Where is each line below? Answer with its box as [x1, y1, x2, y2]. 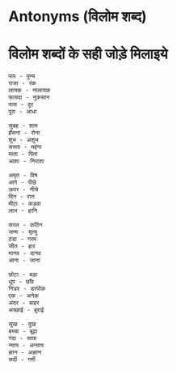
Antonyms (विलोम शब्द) [8, 7, 147, 26]
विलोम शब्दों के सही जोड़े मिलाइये [8, 45, 168, 63]
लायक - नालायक [8, 87, 51, 95]
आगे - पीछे [8, 178, 36, 187]
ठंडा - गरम [8, 235, 37, 244]
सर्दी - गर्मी [8, 355, 36, 364]
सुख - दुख [8, 320, 36, 329]
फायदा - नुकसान [8, 93, 50, 102]
